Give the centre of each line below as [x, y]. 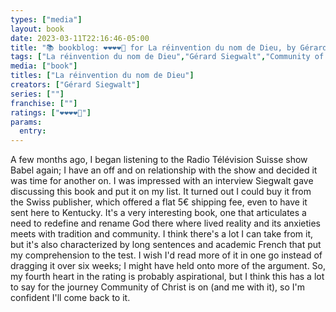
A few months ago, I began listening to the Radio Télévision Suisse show [159, 160]
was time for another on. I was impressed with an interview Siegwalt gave [162, 181]
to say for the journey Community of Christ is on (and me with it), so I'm [158, 287]
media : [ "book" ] [44, 66]
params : [26, 122]
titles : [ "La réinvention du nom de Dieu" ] [102, 76]
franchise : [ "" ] [44, 103]
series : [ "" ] [37, 94]
